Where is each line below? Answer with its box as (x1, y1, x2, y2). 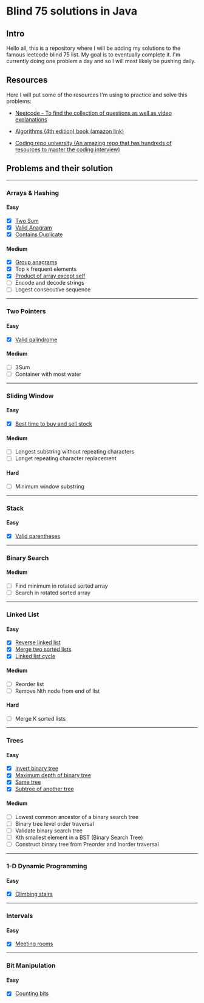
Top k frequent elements (15, 265, 77, 273)
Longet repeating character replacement (15, 455, 117, 462)
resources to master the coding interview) (15, 146, 120, 153)
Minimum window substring (15, 483, 85, 490)
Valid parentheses (15, 532, 61, 540)
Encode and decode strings (15, 279, 84, 287)
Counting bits (15, 990, 49, 997)
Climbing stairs (15, 891, 53, 898)
